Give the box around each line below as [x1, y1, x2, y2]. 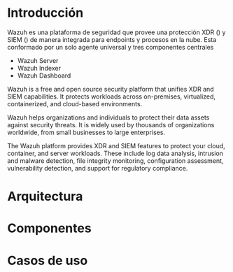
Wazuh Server [17, 56, 59, 64]
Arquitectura [7, 189, 83, 204]
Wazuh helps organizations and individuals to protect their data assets [7, 113, 210, 122]
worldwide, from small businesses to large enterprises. [7, 128, 166, 136]
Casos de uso [7, 252, 88, 269]
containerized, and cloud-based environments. [7, 99, 143, 108]
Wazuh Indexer [17, 64, 62, 72]
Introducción [7, 5, 84, 21]
